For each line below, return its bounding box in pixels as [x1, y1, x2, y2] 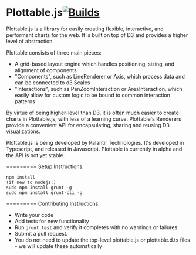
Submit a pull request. [14, 230, 68, 237]
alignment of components [14, 66, 77, 73]
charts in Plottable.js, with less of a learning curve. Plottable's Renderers [6, 115, 182, 123]
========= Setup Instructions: [6, 163, 84, 170]
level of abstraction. [6, 38, 55, 45]
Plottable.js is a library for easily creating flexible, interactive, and [6, 25, 164, 32]
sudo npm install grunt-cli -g [6, 189, 83, 196]
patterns [14, 97, 35, 105]
